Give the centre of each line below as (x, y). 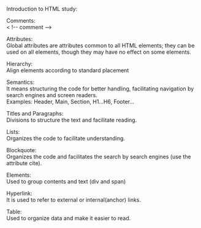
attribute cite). (24, 163)
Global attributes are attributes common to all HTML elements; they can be (100, 46)
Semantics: (21, 82)
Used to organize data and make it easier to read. (69, 218)
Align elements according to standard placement (68, 70)
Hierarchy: (20, 64)
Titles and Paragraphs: (35, 113)
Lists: (13, 132)
